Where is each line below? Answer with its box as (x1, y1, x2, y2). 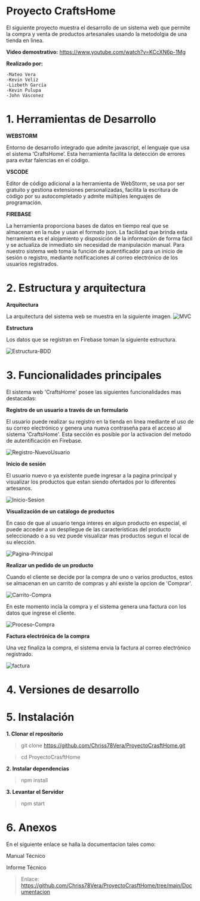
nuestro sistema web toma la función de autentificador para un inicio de (6, 247, 183, 255)
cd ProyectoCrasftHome (20, 753, 81, 760)
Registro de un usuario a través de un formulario (6, 406, 128, 413)
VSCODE (6, 168, 29, 175)
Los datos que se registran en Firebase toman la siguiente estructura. (6, 335, 177, 343)
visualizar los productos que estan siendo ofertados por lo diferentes (6, 478, 176, 485)
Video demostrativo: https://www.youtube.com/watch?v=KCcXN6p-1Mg (6, 48, 186, 55)
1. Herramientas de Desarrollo (6, 113, 156, 126)
